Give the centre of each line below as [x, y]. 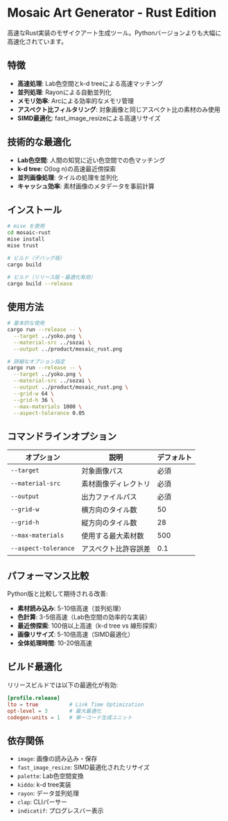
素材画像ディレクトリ [116, 484]
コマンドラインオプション [62, 436]
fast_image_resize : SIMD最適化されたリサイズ [84, 768]
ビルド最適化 [35, 667]
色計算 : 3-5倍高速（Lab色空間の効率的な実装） [84, 617]
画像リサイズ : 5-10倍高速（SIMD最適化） [76, 635]
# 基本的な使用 [26, 324]
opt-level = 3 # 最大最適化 [54, 711]
